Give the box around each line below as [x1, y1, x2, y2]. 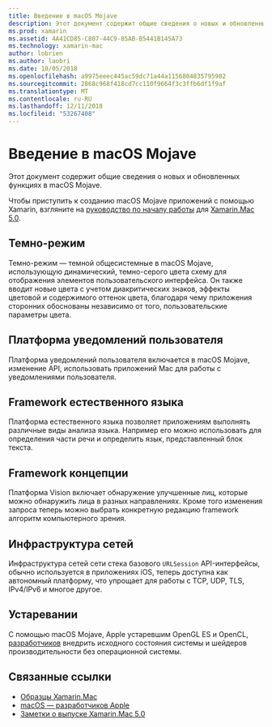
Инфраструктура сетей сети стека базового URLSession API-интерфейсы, [8, 558, 261, 568]
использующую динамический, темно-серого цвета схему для [8, 267, 227, 276]
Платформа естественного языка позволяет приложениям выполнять [8, 417, 251, 426]
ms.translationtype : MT [8, 87, 89, 96]
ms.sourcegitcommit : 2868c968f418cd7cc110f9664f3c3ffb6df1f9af [8, 79, 227, 88]
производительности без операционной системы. [8, 646, 182, 656]
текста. [8, 443, 34, 452]
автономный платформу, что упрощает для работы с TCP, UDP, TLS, [8, 576, 244, 585]
